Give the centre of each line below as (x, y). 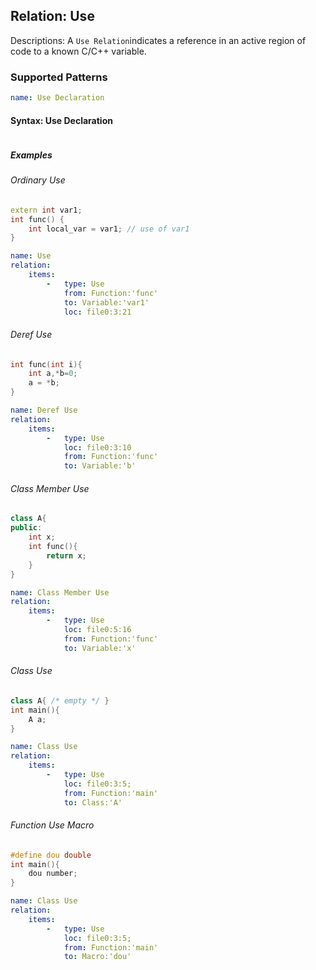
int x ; (42, 537)
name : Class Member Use (60, 592)
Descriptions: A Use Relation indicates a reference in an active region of (158, 40)
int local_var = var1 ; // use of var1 (109, 229)
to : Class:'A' (93, 802)
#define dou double (51, 855)
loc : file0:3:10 (97, 447)
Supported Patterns (59, 77)
